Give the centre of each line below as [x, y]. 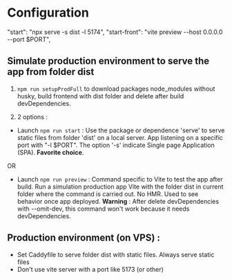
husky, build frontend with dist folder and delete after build [100, 96]
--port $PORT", [29, 39]
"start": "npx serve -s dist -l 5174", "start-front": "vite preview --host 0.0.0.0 [115, 32]
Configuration [48, 13]
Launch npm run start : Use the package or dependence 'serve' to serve [121, 130]
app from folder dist [51, 72]
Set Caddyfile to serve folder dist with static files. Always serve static [116, 254]
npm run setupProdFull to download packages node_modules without [116, 89]
